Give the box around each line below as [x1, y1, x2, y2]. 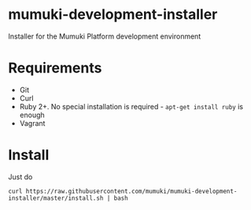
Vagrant [19, 118, 46, 127]
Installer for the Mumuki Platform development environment [8, 31, 201, 41]
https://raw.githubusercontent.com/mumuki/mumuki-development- [25, 187, 238, 195]
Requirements [8, 59, 102, 77]
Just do [8, 171, 33, 182]
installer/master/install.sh [8, 194, 104, 202]
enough [19, 110, 45, 120]
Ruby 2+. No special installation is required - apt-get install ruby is [19, 101, 244, 111]
